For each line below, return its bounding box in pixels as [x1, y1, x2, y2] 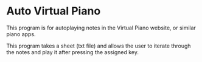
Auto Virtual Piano [6, 4, 101, 18]
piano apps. [6, 30, 36, 37]
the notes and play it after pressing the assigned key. [6, 48, 139, 55]
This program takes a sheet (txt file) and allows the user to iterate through [6, 42, 191, 49]
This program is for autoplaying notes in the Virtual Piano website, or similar [6, 24, 197, 31]
